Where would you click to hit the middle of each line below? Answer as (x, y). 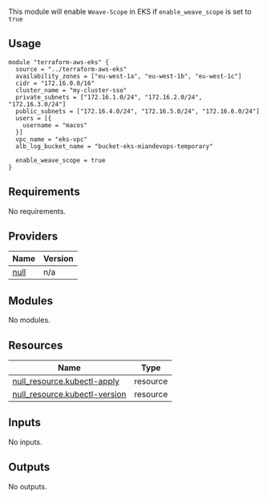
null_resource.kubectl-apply (66, 381)
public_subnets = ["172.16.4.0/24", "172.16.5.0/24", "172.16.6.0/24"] (138, 111)
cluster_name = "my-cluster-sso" (71, 90)
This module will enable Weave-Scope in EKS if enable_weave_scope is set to (130, 12)
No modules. (29, 320)
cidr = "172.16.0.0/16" (55, 83)
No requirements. (37, 211)
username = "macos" (55, 125)
